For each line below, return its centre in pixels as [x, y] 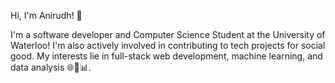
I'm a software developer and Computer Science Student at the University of [168, 34]
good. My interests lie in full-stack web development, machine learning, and [166, 56]
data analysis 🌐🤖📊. [51, 67]
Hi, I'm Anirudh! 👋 [46, 15]
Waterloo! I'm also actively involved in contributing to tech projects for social [168, 45]
